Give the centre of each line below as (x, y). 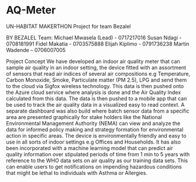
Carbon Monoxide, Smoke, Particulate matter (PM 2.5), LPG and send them (97, 80)
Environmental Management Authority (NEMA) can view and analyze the (93, 123)
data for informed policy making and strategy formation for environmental (95, 129)
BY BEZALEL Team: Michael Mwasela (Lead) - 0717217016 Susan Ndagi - (94, 37)
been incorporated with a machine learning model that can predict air (90, 148)
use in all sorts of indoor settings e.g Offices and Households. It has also (94, 142)
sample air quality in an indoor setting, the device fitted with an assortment (96, 67)
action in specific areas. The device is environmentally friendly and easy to (96, 135)
